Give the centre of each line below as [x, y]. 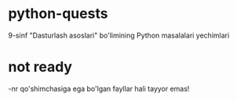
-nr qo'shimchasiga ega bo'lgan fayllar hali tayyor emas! [99, 88]
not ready [40, 67]
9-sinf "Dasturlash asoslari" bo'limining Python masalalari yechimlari [119, 35]
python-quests [58, 14]
